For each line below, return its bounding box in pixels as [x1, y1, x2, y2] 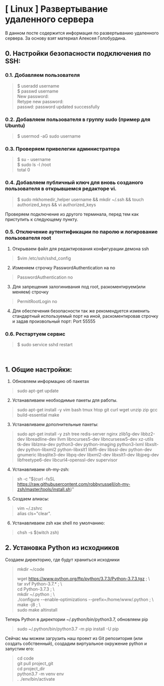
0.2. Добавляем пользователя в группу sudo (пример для [5, 116, 151, 123]
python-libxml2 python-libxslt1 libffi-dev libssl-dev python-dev [26, 447, 152, 452]
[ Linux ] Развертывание [5, 3, 108, 15]
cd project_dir [17, 665, 46, 671]
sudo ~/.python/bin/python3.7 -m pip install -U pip [17, 626, 119, 632]
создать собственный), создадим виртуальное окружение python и [5, 640, 147, 646]
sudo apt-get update [17, 388, 59, 394]
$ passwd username [17, 88, 59, 94]
